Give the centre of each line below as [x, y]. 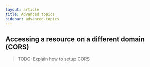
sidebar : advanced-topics [32, 19]
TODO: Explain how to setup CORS [53, 59]
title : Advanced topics [30, 14]
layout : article [22, 10]
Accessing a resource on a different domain [75, 39]
